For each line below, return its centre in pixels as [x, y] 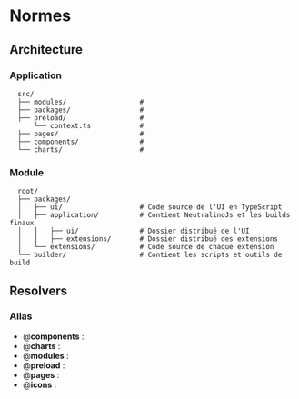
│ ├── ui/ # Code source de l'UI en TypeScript [150, 207]
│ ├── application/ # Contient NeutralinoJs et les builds [154, 215]
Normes [40, 16]
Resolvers [39, 290]
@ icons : [40, 384]
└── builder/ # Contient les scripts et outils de [150, 255]
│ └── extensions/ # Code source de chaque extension [146, 247]
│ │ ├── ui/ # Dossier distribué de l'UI [134, 231]
